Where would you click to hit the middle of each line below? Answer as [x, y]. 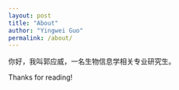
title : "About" [33, 23]
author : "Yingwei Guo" [46, 30]
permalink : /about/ [41, 38]
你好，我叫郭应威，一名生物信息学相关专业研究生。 [92, 61]
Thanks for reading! [41, 77]
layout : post [30, 16]
